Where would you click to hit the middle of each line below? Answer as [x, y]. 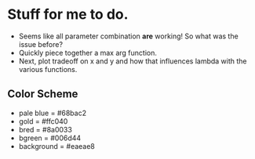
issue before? [41, 44]
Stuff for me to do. [68, 14]
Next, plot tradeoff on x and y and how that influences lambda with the [133, 61]
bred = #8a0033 [45, 129]
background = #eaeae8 [57, 146]
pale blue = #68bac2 [53, 113]
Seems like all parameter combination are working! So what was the [128, 36]
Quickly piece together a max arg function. [88, 52]
